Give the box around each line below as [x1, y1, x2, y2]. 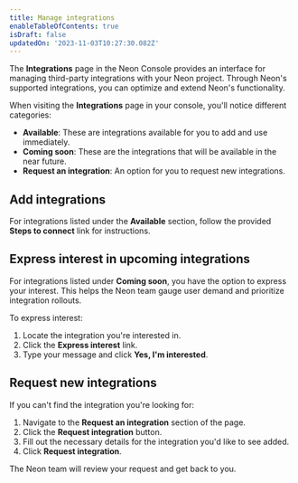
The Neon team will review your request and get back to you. [9, 463, 237, 474]
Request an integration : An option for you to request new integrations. [22, 166, 286, 176]
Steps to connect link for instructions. [9, 225, 151, 236]
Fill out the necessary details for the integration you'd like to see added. [22, 436, 290, 447]
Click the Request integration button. [22, 426, 163, 437]
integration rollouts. [9, 295, 82, 306]
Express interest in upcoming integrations [9, 251, 250, 267]
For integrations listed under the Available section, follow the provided [9, 216, 272, 227]
